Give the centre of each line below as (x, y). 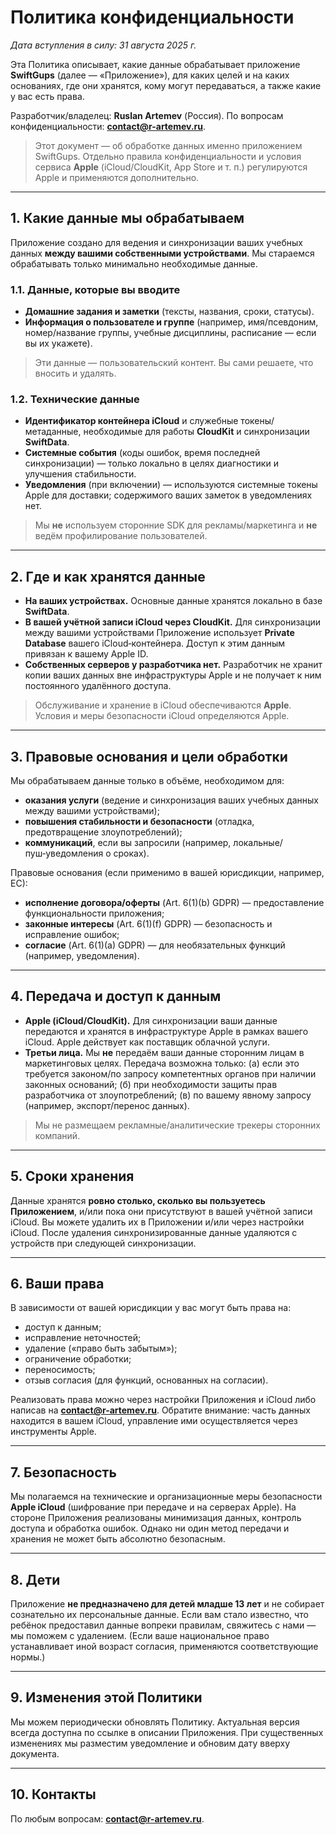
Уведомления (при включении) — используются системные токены (171, 485)
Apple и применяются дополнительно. (117, 177)
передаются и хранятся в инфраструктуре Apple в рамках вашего (166, 1031)
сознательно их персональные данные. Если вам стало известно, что (159, 1615)
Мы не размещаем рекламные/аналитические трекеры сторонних (177, 1125)
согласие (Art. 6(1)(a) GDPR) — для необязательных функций (155, 945)
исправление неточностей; (83, 1338)
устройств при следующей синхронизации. (103, 1243)
